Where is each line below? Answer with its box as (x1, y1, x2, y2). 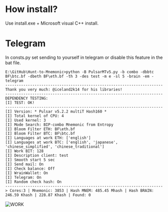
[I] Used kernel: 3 (5, 118, 46, 123)
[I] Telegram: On (5, 175, 42, 180)
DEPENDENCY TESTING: (5, 95, 49, 101)
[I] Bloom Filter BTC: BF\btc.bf (5, 131, 75, 136)
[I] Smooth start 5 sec (5, 157, 55, 162)
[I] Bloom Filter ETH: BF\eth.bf (5, 127, 75, 132)
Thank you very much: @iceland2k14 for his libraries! (5, 87, 123, 92)
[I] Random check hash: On (5, 179, 62, 184)
